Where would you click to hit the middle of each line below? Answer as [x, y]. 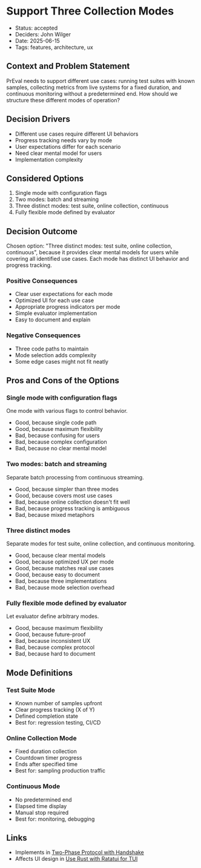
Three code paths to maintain [52, 349]
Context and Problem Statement [68, 66]
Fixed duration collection [46, 751]
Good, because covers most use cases [64, 495]
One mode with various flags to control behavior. [67, 411]
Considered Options [45, 178]
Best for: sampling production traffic [60, 771]
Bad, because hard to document [55, 654]
